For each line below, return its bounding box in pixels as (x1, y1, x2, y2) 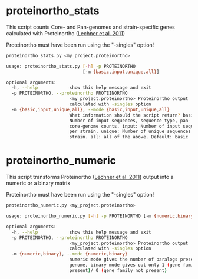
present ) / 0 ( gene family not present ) (69, 267, 167, 273)
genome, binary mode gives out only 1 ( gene (69, 262, 181, 268)
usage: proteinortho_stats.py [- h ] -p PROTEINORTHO (6, 63, 136, 69)
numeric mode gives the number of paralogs (69, 257, 178, 263)
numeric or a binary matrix (6, 180, 71, 187)
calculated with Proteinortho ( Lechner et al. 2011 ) (6, 29, 126, 36)
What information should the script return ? (69, 112, 181, 118)
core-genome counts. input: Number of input (69, 123, 181, 129)
